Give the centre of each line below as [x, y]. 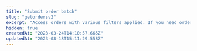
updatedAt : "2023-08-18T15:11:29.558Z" [55, 39]
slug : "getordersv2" [31, 17]
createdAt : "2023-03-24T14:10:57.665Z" [55, 33]
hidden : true [22, 28]
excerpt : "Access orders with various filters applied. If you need [91, 22]
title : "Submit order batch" [42, 11]
